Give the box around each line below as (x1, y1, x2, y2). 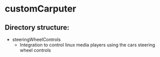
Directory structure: (5, 23, 70, 32)
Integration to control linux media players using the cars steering (19, 42, 155, 48)
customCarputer (5, 3, 77, 15)
